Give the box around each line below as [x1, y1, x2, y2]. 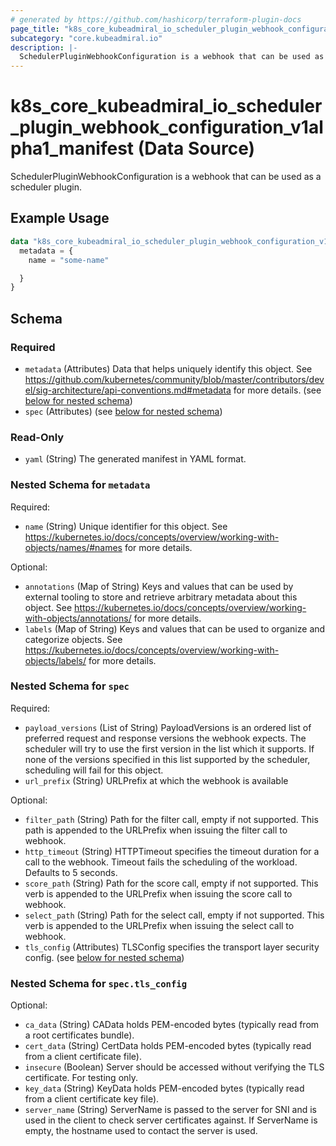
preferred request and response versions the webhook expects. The [24, 732, 307, 744]
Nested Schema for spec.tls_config [10, 976, 188, 990]
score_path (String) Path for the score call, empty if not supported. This [24, 877, 319, 889]
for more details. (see [233, 384, 322, 396]
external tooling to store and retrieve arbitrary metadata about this [24, 591, 298, 603]
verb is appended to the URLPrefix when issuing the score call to [24, 887, 293, 900]
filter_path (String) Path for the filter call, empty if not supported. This [24, 813, 319, 825]
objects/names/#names [24, 541, 123, 553]
